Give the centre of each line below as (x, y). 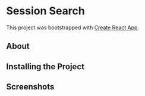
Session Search (45, 11)
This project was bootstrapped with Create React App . (73, 27)
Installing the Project (45, 66)
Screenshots (30, 87)
